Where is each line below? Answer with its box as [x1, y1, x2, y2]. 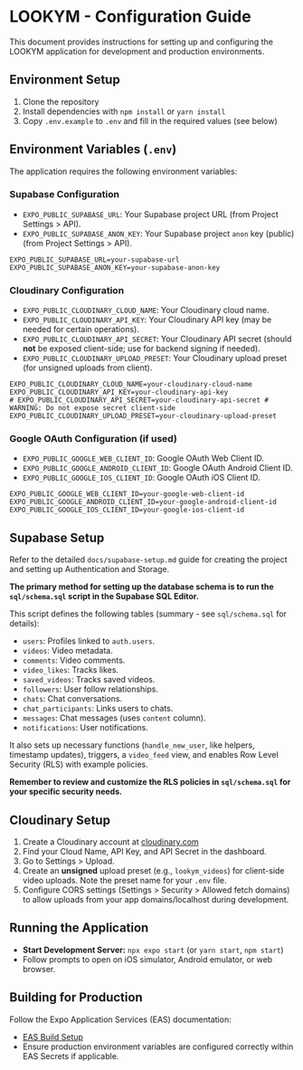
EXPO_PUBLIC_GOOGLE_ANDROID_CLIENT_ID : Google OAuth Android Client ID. [22, 463, 293, 473]
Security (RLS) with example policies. [9, 759, 148, 770]
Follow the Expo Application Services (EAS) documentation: [9, 1014, 232, 1025]
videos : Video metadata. [22, 645, 113, 656]
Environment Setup [9, 72, 120, 88]
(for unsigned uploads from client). [22, 362, 153, 373]
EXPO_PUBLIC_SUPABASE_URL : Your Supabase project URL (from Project [22, 208, 279, 219]
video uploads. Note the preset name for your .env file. [22, 875, 228, 886]
